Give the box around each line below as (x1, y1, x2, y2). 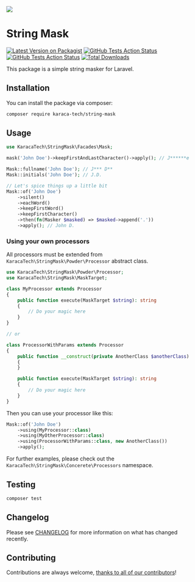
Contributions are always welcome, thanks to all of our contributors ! (6, 569, 177, 577)
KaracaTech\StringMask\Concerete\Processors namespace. (6, 462, 154, 469)
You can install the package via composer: (6, 99, 113, 106)
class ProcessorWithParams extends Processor (6, 342, 124, 348)
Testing (6, 479, 36, 490)
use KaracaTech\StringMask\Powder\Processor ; (6, 269, 124, 275)
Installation (6, 83, 50, 93)
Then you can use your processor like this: (6, 409, 113, 416)
